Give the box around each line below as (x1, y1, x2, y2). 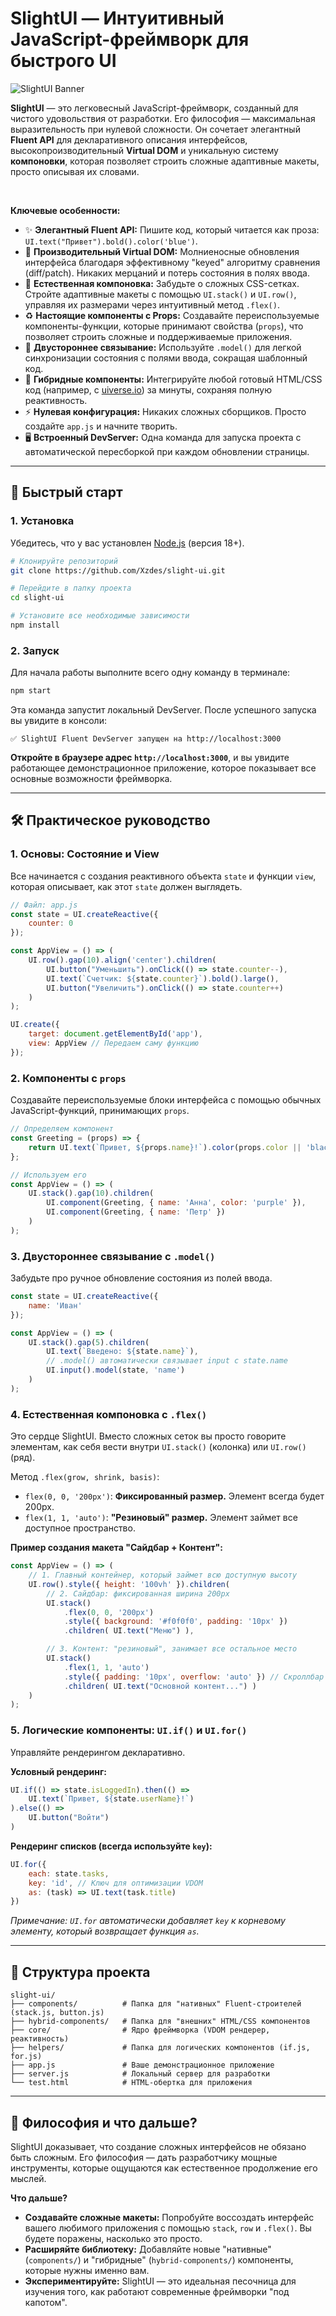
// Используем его (10, 1170, 87, 1180)
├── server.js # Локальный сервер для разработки (10, 2069, 271, 2079)
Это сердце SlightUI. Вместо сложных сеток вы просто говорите (10, 1430, 287, 1442)
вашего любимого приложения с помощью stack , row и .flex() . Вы (24, 2222, 312, 2234)
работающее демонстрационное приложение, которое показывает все (10, 762, 317, 774)
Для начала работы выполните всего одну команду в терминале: (10, 667, 291, 679)
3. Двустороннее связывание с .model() (10, 1249, 216, 1263)
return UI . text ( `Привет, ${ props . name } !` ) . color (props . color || (28, 1142, 302, 1152)
